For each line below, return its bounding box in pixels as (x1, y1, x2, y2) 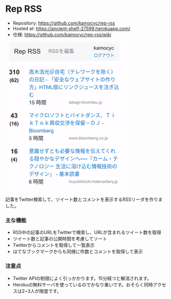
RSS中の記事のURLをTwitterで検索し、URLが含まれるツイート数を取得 (12, 229, 161, 236)
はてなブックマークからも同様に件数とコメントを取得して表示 (12, 248, 143, 255)
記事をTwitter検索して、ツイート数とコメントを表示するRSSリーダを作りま (5, 196, 163, 202)
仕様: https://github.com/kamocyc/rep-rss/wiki (12, 31, 112, 37)
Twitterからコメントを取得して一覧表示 (12, 242, 95, 248)
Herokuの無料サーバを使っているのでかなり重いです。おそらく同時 (12, 282, 154, 288)
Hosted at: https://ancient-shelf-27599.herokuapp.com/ (12, 25, 131, 31)
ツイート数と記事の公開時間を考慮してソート (12, 236, 108, 242)
